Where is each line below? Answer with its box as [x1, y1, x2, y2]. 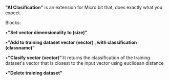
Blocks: [5, 20, 22, 25]
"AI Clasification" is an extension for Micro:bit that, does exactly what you [5, 5, 163, 10]
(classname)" [5, 45, 35, 50]
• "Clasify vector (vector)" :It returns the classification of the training [5, 55, 150, 61]
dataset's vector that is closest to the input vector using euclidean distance [5, 60, 164, 66]
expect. [5, 10, 22, 16]
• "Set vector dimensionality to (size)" [5, 30, 88, 35]
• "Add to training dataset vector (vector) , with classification [5, 39, 137, 45]
